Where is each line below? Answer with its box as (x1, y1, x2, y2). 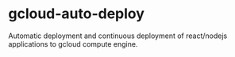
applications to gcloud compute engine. (8, 39, 138, 48)
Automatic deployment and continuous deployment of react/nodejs (8, 31, 228, 40)
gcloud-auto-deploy (8, 5, 145, 23)
